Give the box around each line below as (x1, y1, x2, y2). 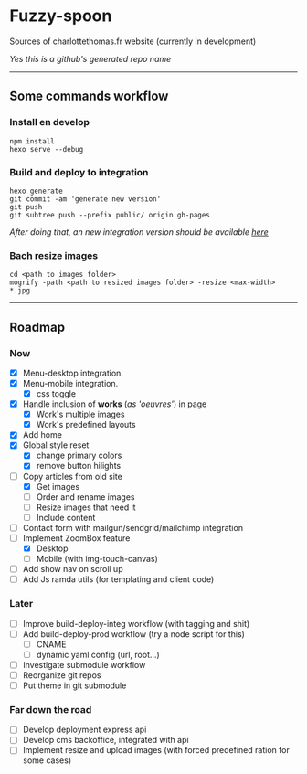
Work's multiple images (36, 408, 125, 420)
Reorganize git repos (22, 669, 101, 681)
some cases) (22, 755, 71, 766)
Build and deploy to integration (9, 165, 149, 178)
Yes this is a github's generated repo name (9, 53, 172, 64)
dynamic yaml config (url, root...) (36, 649, 160, 660)
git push (9, 202, 43, 211)
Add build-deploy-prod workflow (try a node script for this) (22, 628, 245, 640)
